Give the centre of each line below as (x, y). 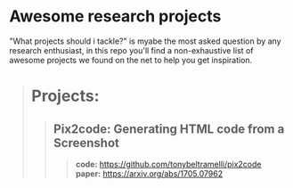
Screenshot (86, 143)
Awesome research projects (115, 16)
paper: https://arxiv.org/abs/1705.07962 (149, 173)
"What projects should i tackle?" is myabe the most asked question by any (146, 41)
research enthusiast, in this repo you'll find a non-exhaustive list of (131, 50)
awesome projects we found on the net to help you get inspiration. (131, 60)
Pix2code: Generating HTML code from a (169, 129)
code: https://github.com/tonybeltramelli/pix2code (168, 164)
